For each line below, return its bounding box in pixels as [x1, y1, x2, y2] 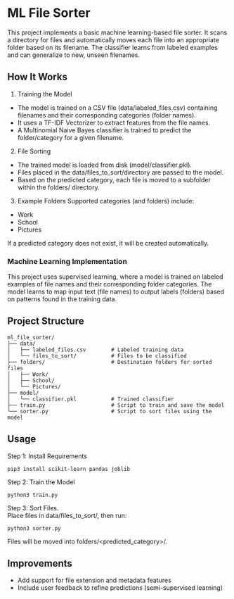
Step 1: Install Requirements [7, 452, 88, 460]
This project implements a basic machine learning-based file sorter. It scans [7, 28, 228, 37]
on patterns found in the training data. [7, 295, 117, 303]
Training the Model [17, 89, 72, 98]
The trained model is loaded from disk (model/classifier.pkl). [17, 160, 192, 169]
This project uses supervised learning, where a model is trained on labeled [7, 272, 223, 281]
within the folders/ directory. [17, 183, 100, 191]
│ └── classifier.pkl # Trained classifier [7, 396, 174, 403]
